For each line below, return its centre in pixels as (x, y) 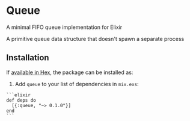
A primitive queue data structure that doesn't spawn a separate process (95, 39)
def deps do (21, 100)
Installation (28, 58)
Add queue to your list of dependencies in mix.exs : (77, 84)
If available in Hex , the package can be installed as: (70, 72)
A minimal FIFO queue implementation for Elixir (64, 27)
